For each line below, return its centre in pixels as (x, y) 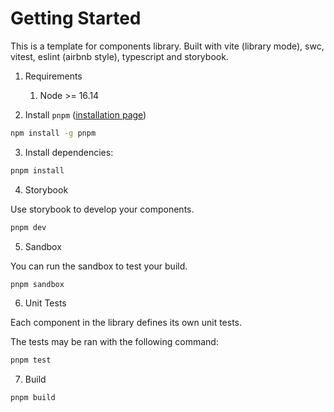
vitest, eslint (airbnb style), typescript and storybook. (119, 56)
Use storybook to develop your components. (102, 209)
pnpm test (31, 360)
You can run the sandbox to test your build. (99, 266)
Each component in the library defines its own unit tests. (126, 323)
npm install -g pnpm (53, 133)
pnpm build (33, 398)
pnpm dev (28, 227)
